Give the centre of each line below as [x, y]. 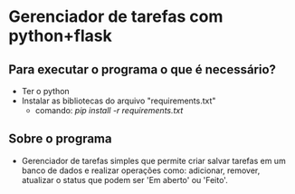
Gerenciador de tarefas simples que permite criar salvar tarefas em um [153, 160]
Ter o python [45, 91]
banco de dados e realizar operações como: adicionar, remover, [141, 170]
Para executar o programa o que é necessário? [143, 69]
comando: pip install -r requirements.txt [109, 110]
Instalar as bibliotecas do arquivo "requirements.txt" [119, 101]
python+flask [60, 36]
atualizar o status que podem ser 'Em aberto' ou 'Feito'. [124, 179]
